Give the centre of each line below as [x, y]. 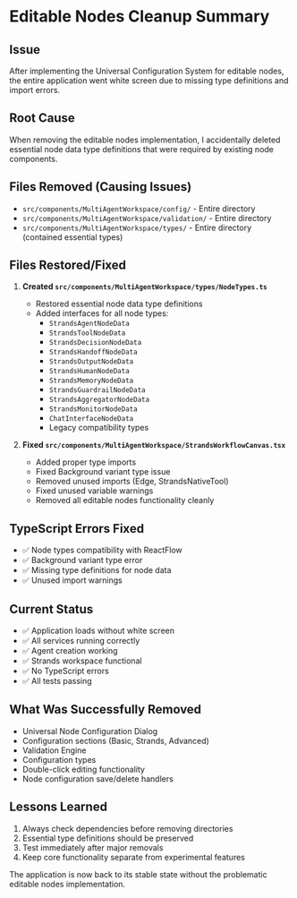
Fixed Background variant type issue [103, 472]
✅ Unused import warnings [72, 580]
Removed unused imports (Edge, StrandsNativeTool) [132, 482]
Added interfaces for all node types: [102, 313]
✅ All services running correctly [81, 641]
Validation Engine [54, 750]
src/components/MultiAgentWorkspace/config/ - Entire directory [139, 209]
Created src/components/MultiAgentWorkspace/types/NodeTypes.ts [145, 287]
